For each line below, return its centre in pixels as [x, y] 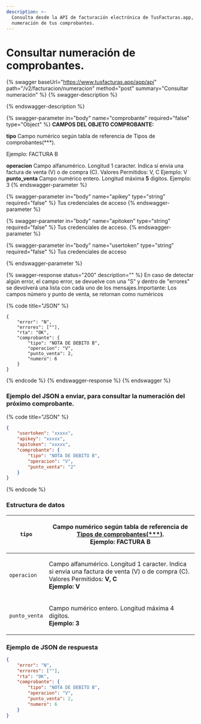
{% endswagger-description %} [45, 106]
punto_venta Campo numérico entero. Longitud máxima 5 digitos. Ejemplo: [99, 178]
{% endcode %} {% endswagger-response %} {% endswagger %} [89, 381]
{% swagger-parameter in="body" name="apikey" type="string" [86, 196]
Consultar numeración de [71, 53]
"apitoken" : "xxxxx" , [44, 445]
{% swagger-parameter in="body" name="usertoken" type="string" [90, 245]
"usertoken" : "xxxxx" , [45, 433]
